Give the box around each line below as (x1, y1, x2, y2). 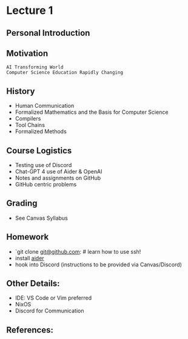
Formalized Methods (15, 128, 67, 135)
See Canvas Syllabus (15, 214, 68, 222)
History (6, 86, 35, 96)
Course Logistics (6, 145, 72, 156)
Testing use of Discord (15, 162, 72, 169)
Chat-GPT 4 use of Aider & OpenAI (15, 168, 102, 176)
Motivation (6, 48, 49, 58)
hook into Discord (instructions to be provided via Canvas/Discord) (15, 261, 182, 268)
